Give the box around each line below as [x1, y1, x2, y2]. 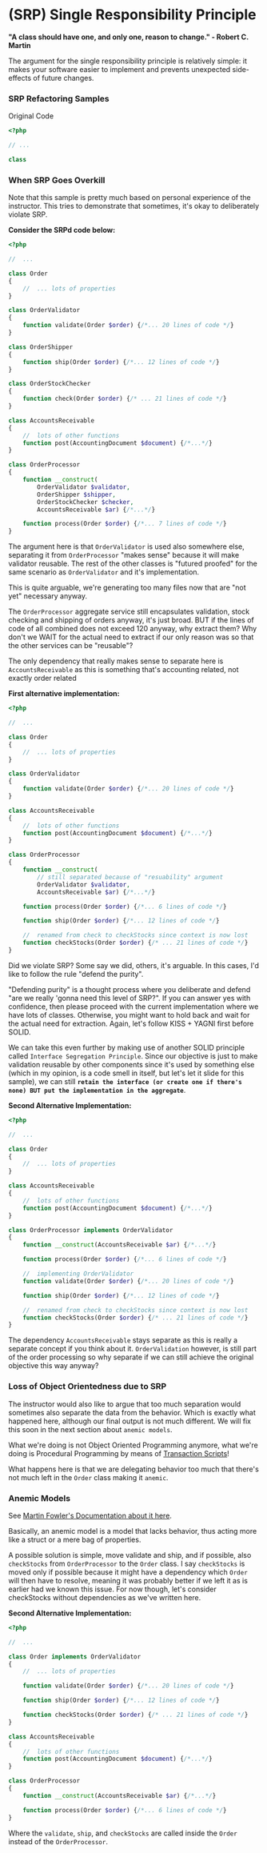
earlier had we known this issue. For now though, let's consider [8, 1584, 217, 1594]
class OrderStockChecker [8, 380, 91, 388]
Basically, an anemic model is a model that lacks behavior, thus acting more [8, 1526, 257, 1535]
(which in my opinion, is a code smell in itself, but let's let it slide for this [8, 1068, 245, 1078]
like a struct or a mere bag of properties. [8, 1535, 141, 1544]
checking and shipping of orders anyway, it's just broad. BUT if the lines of [8, 615, 254, 625]
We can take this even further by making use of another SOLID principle [8, 1043, 245, 1052]
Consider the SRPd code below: [8, 226, 116, 235]
